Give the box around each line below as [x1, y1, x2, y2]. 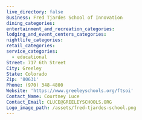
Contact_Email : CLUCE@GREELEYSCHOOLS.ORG [6, 99, 112, 105]
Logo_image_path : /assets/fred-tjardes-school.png [6, 104, 137, 111]
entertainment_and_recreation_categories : [6, 25, 115, 32]
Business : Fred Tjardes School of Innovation [6, 15, 123, 21]
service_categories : [6, 48, 59, 55]
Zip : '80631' [6, 76, 39, 82]
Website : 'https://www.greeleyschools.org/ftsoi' [6, 88, 134, 94]
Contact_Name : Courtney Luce [6, 93, 80, 99]
